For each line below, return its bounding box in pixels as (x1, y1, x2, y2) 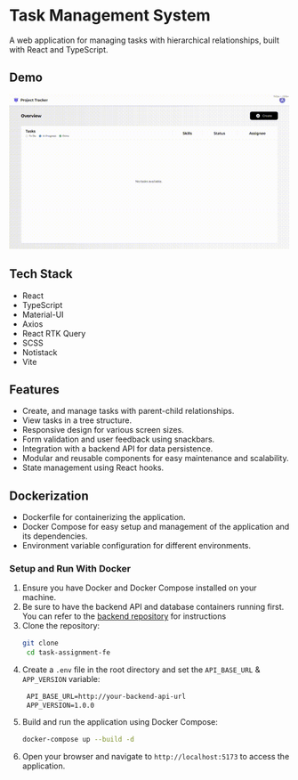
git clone (21, 638, 60, 648)
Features (9, 382, 60, 397)
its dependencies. (21, 531, 88, 541)
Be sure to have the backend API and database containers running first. (21, 602, 285, 613)
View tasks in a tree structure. (21, 415, 132, 426)
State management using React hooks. (21, 462, 165, 473)
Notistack (21, 346, 58, 357)
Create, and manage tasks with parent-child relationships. (21, 406, 235, 417)
